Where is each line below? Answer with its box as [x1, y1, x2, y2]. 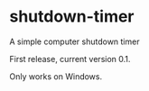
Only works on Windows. [9, 70, 102, 82]
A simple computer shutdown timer [9, 36, 140, 47]
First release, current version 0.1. [9, 53, 131, 64]
